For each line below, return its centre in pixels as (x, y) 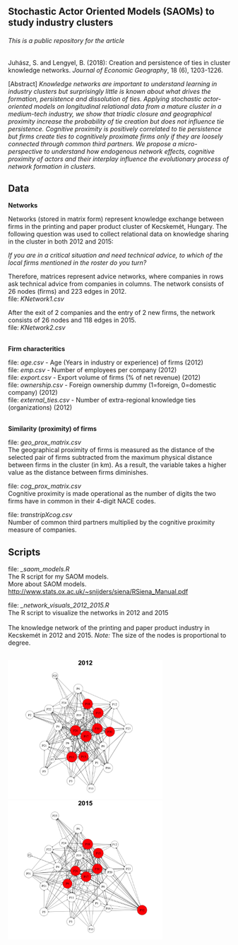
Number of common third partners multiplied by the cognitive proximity (112, 523)
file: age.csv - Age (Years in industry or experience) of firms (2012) (106, 362)
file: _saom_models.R (39, 569)
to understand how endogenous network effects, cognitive (129, 151)
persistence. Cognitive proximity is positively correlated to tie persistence (115, 129)
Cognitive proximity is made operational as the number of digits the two (112, 494)
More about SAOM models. (47, 584)
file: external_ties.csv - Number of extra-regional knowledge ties (102, 400)
